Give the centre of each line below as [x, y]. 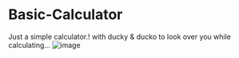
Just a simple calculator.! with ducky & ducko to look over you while [120, 37]
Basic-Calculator [66, 15]
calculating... [29, 44]
